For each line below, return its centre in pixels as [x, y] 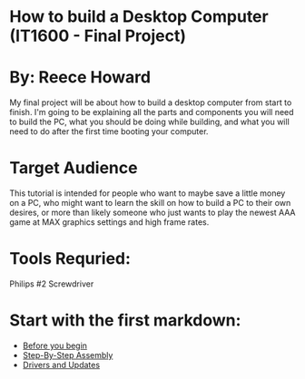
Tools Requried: [70, 259]
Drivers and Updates [61, 364]
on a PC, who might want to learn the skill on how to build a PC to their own [150, 203]
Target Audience [74, 168]
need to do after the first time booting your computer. [109, 131]
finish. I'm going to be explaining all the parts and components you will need [152, 112]
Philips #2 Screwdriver [52, 284]
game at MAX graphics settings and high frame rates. [109, 222]
